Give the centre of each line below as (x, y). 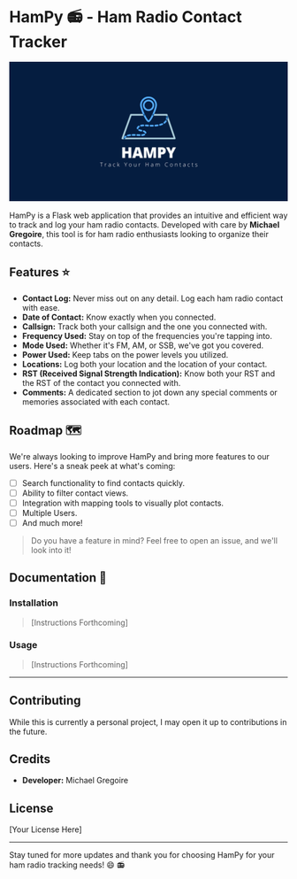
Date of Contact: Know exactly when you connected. (119, 317)
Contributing (45, 701)
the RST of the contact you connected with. (101, 382)
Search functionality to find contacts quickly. (103, 482)
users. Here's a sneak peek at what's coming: (92, 466)
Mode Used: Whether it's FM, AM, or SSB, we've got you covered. (143, 345)
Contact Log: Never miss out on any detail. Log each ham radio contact (152, 298)
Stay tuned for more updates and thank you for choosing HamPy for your (142, 855)
